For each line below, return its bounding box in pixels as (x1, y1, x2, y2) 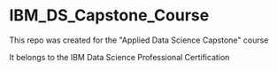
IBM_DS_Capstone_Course (9, 5, 210, 26)
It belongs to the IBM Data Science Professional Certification (9, 51, 230, 62)
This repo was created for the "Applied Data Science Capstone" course (9, 35, 269, 45)
